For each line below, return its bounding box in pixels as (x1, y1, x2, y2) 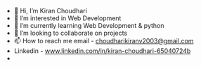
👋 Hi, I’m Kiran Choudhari (13, 7, 88, 15)
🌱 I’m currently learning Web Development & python (13, 22, 164, 29)
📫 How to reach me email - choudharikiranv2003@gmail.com (13, 37, 194, 45)
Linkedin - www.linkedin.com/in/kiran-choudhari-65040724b (13, 47, 191, 55)
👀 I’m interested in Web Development (13, 14, 122, 22)
